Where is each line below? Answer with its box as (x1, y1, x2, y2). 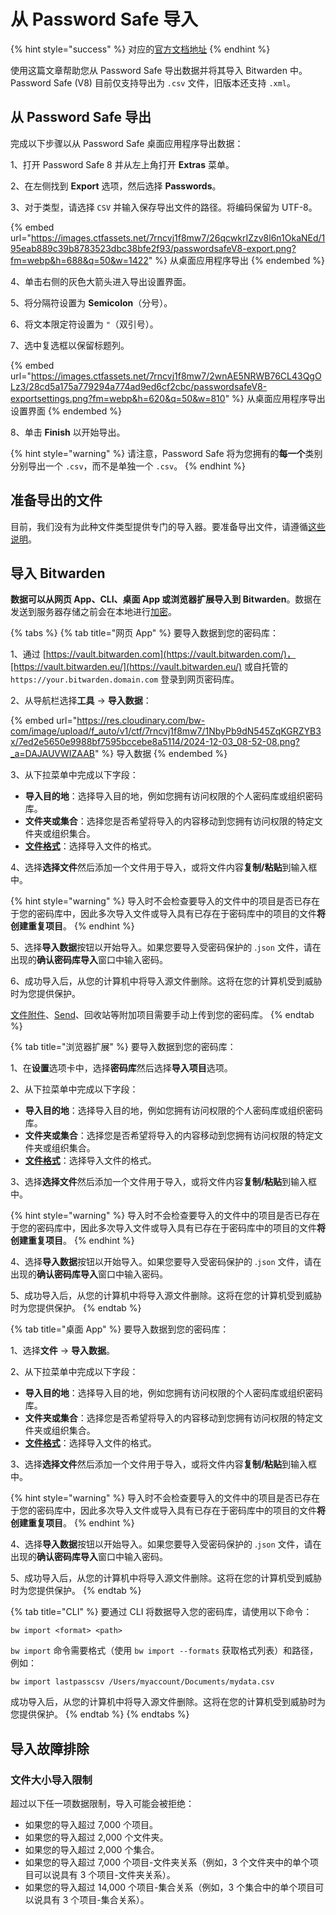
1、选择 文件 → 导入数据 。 (10, 1345, 115, 1357)
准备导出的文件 (10, 492, 103, 509)
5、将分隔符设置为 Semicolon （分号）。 (10, 296, 173, 309)
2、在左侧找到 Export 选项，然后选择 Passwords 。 (10, 180, 222, 192)
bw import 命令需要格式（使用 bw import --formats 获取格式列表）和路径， (10, 1645, 319, 1657)
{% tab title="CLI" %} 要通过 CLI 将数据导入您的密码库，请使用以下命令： (10, 1606, 313, 1618)
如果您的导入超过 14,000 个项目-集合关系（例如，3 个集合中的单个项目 (24, 1881, 316, 1894)
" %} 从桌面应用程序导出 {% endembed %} (148, 254, 325, 266)
